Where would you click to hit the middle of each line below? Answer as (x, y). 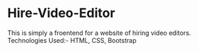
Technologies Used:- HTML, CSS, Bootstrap (72, 40)
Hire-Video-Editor (61, 13)
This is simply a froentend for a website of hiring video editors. (99, 33)
